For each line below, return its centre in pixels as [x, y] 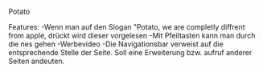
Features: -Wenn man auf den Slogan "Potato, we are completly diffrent [127, 27]
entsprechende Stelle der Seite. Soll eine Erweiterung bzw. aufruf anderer [130, 52]
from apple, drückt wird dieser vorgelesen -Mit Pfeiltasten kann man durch [132, 36]
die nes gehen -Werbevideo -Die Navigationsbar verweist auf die [116, 44]
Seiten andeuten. [37, 61]
